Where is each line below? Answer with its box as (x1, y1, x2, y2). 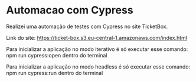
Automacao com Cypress (6, 4, 134, 17)
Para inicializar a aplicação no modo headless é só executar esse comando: (6, 63, 191, 70)
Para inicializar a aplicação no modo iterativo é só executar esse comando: (6, 45, 188, 53)
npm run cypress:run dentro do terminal (6, 69, 103, 76)
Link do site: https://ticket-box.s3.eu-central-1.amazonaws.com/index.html (6, 34, 188, 41)
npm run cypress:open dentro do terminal (6, 52, 107, 59)
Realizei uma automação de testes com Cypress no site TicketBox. (6, 23, 168, 30)
